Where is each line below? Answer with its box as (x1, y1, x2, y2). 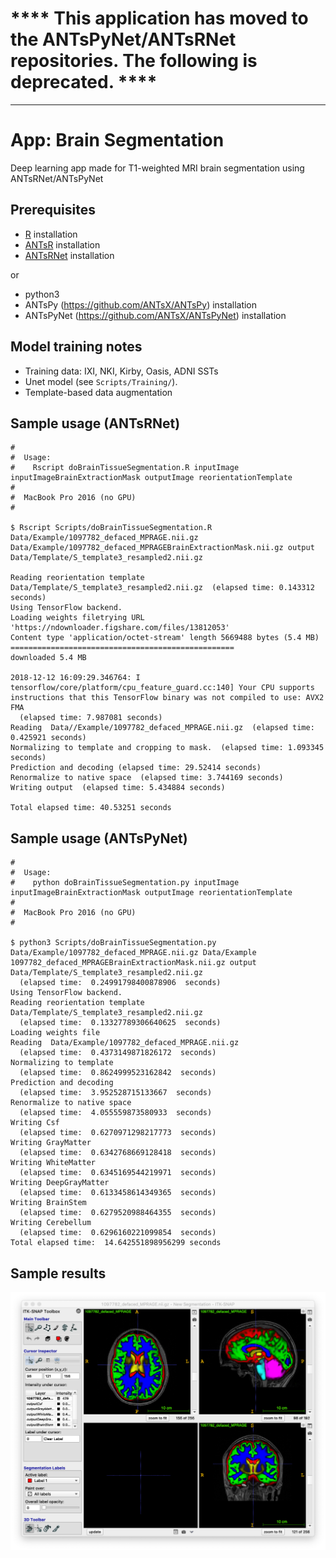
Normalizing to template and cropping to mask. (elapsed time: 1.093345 (10, 743, 325, 753)
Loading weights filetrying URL (10, 613, 145, 623)
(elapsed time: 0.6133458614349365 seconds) (19, 1188, 217, 1198)
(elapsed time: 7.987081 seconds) (19, 713, 163, 723)
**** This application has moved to (10, 7, 309, 30)
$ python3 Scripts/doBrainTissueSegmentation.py (10, 938, 217, 948)
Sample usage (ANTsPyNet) (10, 830, 188, 847)
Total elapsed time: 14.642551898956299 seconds (10, 1238, 222, 1248)
